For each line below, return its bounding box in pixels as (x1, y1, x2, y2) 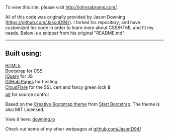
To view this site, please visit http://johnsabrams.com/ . (5, 5, 118, 10)
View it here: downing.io (5, 116, 55, 122)
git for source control (5, 91, 49, 97)
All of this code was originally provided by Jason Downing (5, 14, 126, 20)
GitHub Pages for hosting (5, 78, 58, 84)
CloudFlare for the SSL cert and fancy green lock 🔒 (5, 84, 111, 90)
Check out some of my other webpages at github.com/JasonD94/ (5, 125, 141, 132)
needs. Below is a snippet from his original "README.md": (5, 30, 126, 36)
